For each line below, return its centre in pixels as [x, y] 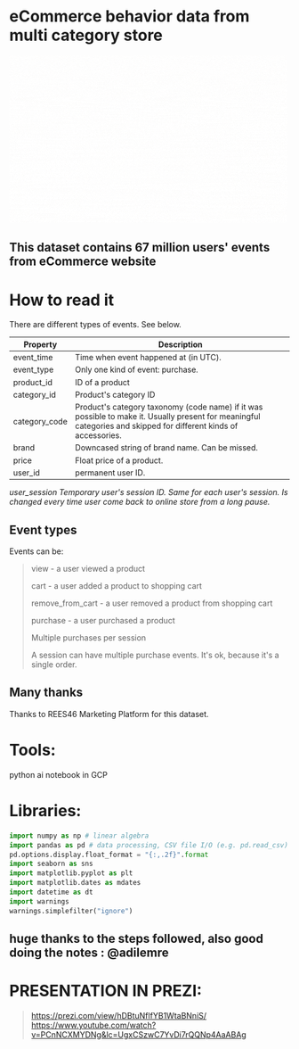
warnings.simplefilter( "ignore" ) [71, 911]
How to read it [61, 300]
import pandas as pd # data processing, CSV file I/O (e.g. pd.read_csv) [149, 845]
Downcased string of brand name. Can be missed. [166, 448]
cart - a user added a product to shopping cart [117, 586]
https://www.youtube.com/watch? [93, 1025]
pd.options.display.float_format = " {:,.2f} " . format [109, 855]
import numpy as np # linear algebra [79, 836]
